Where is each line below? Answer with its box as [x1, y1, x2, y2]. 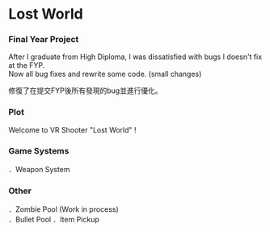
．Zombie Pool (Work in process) [8, 205, 119, 214]
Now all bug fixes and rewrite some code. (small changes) [8, 70, 202, 79]
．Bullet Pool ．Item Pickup [8, 215, 99, 225]
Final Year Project [8, 34, 79, 45]
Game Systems [8, 145, 70, 156]
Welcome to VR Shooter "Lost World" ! [8, 124, 137, 134]
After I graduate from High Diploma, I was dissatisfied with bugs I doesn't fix [8, 52, 263, 61]
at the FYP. [8, 61, 45, 70]
